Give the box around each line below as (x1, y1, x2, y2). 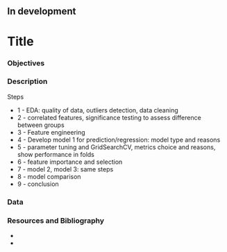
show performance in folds (17, 150, 95, 158)
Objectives (7, 58, 45, 68)
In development (7, 6, 76, 17)
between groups (17, 121, 65, 129)
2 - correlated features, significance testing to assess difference (17, 113, 201, 121)
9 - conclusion (17, 180, 59, 188)
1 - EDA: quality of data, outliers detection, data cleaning (17, 106, 178, 114)
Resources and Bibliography (7, 215, 105, 225)
